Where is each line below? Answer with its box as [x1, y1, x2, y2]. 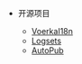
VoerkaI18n [31, 26, 74, 36]
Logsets [31, 35, 61, 46]
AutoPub [31, 45, 65, 56]
